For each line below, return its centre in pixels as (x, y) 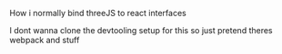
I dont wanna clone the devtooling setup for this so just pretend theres (141, 30)
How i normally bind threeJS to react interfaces (98, 13)
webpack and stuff (45, 40)
